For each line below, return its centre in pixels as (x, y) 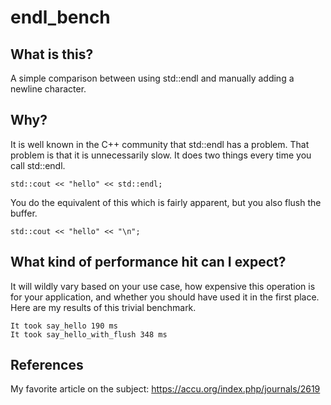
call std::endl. (38, 165)
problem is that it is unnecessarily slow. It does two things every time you (161, 155)
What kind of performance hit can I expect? (148, 262)
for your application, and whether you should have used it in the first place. (165, 297)
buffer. (24, 213)
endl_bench (60, 17)
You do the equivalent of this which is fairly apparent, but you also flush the (166, 202)
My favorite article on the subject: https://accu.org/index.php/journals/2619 (165, 389)
